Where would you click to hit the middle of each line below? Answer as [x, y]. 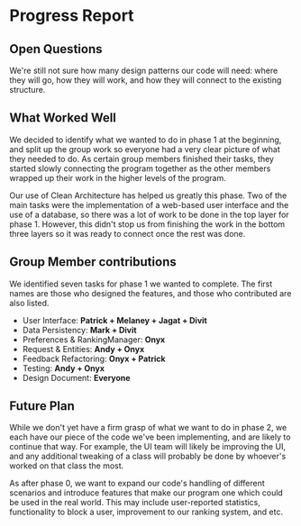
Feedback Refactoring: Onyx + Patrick [94, 358]
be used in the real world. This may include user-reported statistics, [135, 503]
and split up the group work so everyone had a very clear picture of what [145, 149]
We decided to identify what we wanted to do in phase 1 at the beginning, [146, 140]
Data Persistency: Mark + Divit [79, 330]
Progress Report [72, 16]
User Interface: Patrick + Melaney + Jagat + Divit [114, 320]
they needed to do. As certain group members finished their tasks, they [142, 159]
